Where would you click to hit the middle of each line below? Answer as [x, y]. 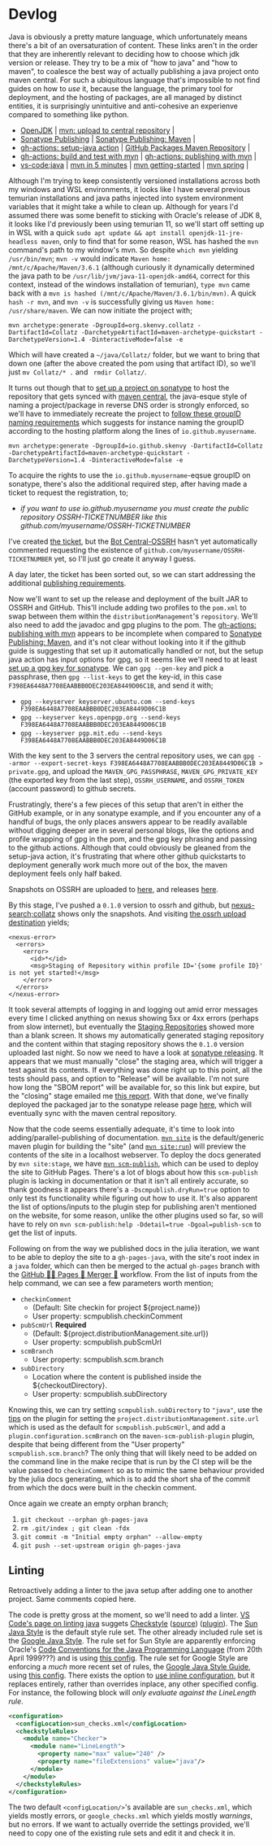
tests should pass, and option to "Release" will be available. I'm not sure [129, 1078]
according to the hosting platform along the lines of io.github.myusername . [133, 431]
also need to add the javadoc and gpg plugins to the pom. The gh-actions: [133, 624]
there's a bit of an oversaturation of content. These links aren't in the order [133, 45]
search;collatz [32, 913]
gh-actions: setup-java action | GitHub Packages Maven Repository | [135, 147]
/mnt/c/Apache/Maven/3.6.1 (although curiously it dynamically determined [132, 267]
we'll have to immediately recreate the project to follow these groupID [125, 413]
